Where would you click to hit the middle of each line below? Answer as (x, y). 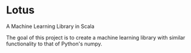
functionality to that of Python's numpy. (54, 44)
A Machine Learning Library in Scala (50, 26)
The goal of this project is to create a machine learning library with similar (96, 37)
